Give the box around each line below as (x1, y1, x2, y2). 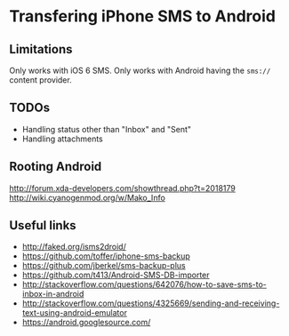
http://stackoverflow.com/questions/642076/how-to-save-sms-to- (21, 279, 267, 290)
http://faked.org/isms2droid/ (21, 242, 126, 252)
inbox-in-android (21, 289, 84, 300)
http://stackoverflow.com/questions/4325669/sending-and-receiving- (21, 298, 280, 308)
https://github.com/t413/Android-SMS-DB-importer (21, 269, 211, 281)
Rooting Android (9, 159, 102, 174)
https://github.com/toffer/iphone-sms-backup (21, 251, 191, 261)
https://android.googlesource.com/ (21, 317, 151, 328)
